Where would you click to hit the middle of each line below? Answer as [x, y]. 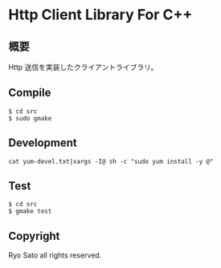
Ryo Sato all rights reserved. [55, 255]
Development [43, 143]
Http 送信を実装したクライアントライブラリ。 [83, 67]
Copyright [34, 236]
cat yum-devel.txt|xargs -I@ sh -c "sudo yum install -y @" [111, 161]
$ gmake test [30, 211]
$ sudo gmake [30, 118]
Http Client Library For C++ [100, 15]
